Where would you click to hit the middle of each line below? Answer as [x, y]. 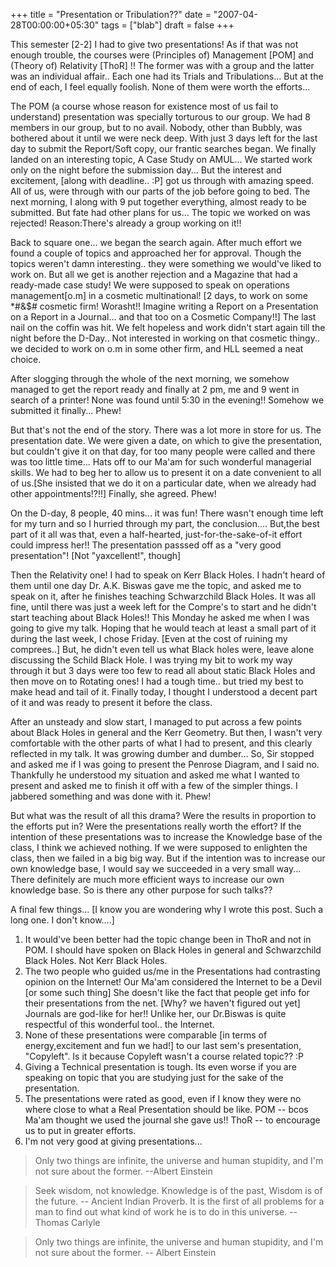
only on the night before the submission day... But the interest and [146, 170]
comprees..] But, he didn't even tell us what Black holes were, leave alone [162, 649]
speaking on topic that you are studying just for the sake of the [154, 1077]
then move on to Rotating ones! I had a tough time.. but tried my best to [157, 681]
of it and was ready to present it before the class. [111, 702]
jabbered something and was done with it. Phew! [111, 796]
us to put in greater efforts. [80, 1130]
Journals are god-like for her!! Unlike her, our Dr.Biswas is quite [155, 1013]
